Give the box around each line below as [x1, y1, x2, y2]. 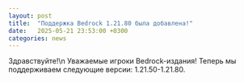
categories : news [8, 34, 67, 43]
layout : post [8, 11, 53, 20]
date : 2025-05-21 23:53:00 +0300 [8, 27, 128, 35]
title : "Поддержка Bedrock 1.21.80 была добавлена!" [8, 19, 194, 27]
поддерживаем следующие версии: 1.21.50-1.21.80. [8, 65, 186, 75]
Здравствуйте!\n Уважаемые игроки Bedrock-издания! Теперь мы [8, 56, 237, 66]
